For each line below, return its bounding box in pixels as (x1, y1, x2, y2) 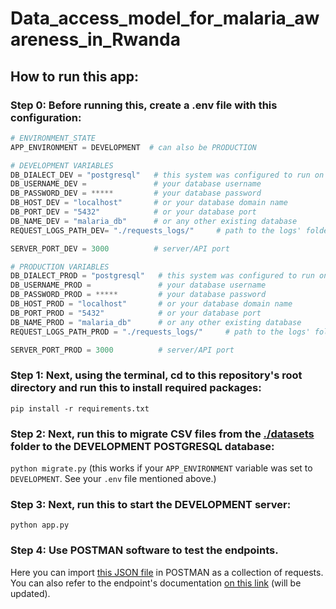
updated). (10, 587, 51, 599)
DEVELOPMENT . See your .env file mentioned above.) (10, 472, 217, 484)
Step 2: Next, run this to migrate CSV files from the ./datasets (10, 427, 315, 441)
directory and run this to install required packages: (10, 381, 262, 395)
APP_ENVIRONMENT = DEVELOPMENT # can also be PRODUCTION (10, 142, 257, 152)
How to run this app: (10, 68, 140, 85)
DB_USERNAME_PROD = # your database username (10, 280, 267, 291)
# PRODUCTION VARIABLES (10, 262, 110, 272)
